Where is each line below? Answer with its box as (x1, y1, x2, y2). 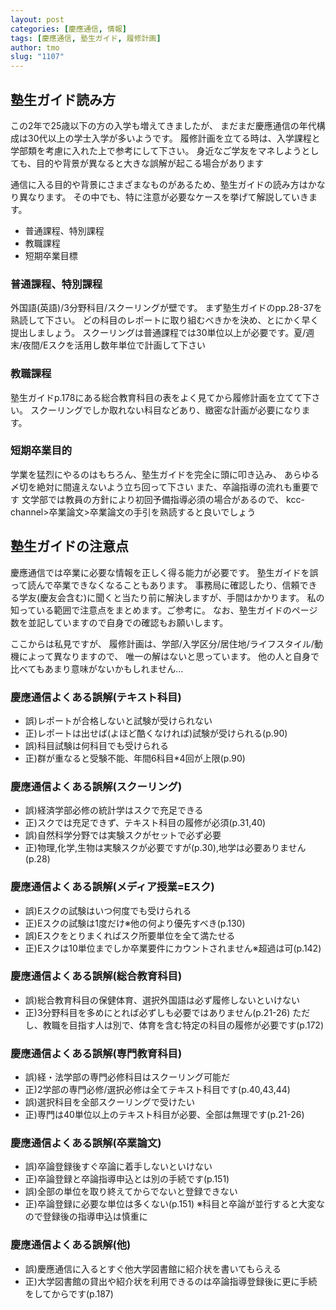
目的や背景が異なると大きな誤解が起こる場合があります (35, 157, 264, 169)
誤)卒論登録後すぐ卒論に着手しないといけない (24, 1161, 213, 1173)
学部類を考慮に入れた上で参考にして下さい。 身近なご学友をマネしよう (10, 144, 302, 156)
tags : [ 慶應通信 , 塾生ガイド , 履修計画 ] (10, 33, 162, 43)
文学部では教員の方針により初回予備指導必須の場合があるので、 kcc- (21, 493, 305, 505)
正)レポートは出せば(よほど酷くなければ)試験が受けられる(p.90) (24, 727, 288, 739)
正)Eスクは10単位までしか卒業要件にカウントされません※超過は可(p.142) (24, 942, 322, 954)
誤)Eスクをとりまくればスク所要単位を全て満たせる (24, 929, 236, 941)
